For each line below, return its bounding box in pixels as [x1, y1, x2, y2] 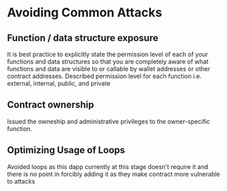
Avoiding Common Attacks [7, 5, 163, 21]
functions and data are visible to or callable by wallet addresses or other [7, 65, 211, 73]
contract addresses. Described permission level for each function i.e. [7, 72, 202, 80]
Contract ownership [7, 99, 94, 111]
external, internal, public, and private [7, 79, 111, 87]
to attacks [7, 177, 36, 186]
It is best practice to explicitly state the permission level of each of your [7, 50, 209, 58]
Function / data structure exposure [7, 32, 159, 44]
